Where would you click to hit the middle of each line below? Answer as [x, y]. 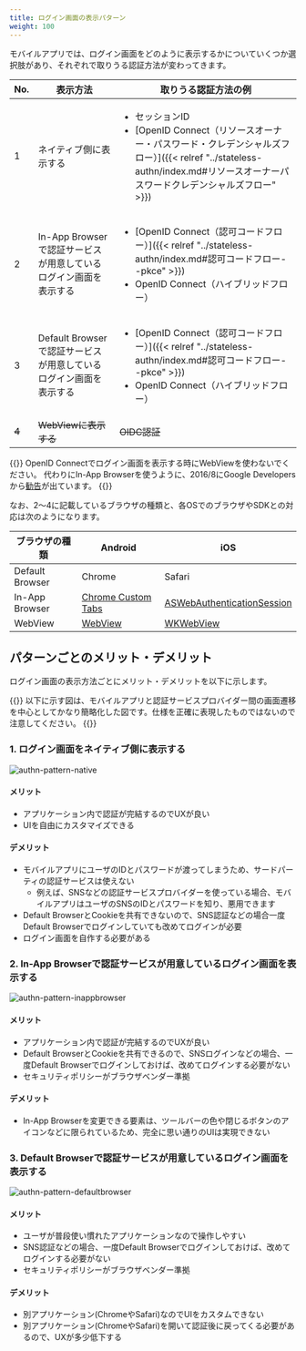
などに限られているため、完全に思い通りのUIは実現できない [158, 1131]
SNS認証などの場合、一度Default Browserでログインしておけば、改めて [157, 1247]
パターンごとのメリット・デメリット [111, 657]
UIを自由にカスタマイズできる [78, 824]
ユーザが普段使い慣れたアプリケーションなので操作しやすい [134, 1236]
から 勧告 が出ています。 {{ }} [61, 486]
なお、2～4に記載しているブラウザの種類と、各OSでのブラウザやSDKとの [148, 505]
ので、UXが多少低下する [76, 1337]
